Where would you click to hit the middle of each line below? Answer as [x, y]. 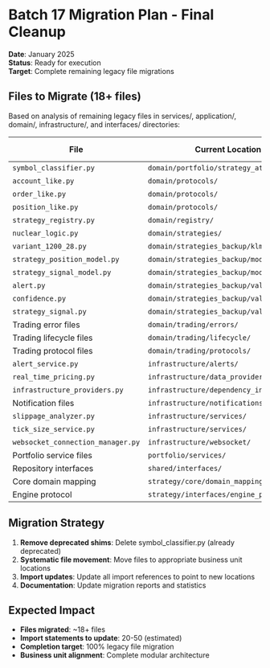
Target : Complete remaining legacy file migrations [91, 71]
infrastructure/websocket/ [199, 442]
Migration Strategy [57, 523]
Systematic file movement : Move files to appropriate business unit [131, 559]
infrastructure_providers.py [68, 390]
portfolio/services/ [187, 455]
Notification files [43, 403]
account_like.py [43, 181]
